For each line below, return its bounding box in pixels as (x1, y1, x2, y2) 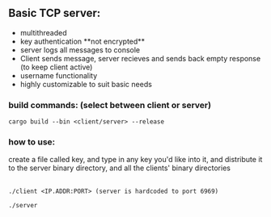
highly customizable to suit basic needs (19, 79, 152, 89)
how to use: (8, 136, 56, 148)
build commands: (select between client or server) (8, 99, 212, 111)
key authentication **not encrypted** (19, 36, 146, 46)
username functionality (19, 70, 98, 80)
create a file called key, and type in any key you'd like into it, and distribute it (8, 155, 263, 165)
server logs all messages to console (19, 44, 140, 55)
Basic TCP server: (8, 6, 101, 20)
